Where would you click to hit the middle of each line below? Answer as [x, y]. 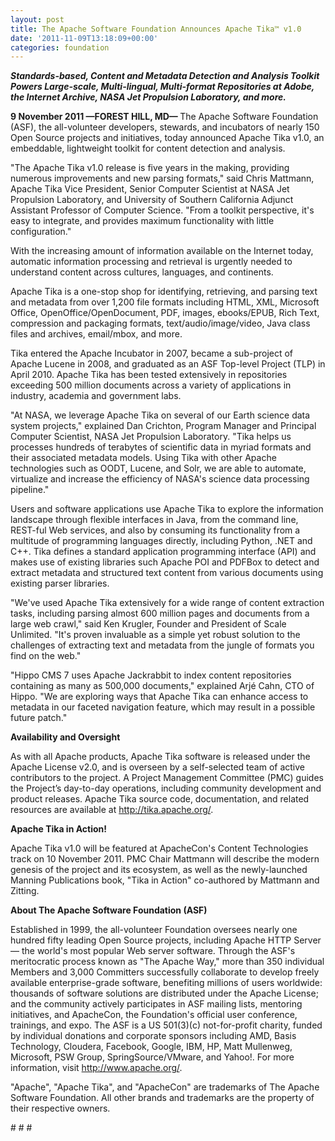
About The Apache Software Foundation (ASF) [109, 910]
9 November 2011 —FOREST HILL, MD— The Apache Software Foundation [164, 117]
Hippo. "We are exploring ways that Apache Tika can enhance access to [159, 697]
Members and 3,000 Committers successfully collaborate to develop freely [165, 972]
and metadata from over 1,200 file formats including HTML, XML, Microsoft [165, 302]
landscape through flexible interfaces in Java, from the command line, [154, 520]
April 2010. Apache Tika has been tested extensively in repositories [149, 375]
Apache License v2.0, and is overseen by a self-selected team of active [157, 767]
